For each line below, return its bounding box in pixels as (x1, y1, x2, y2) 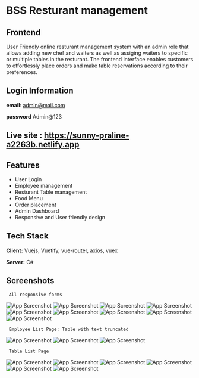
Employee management (14, 182, 73, 190)
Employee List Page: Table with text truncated (8, 326, 129, 332)
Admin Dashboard (14, 207, 59, 215)
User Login (14, 176, 42, 183)
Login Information (6, 86, 74, 96)
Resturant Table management (14, 188, 87, 196)
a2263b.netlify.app (6, 140, 80, 150)
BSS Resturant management (6, 4, 149, 17)
